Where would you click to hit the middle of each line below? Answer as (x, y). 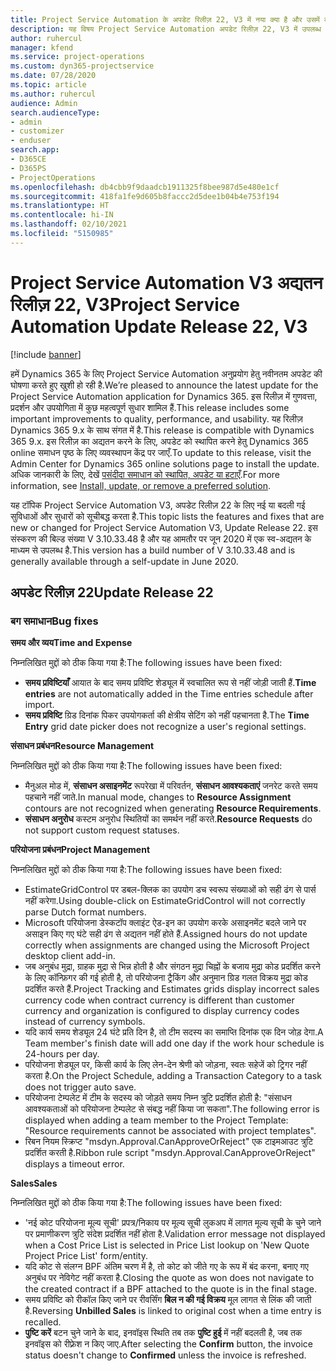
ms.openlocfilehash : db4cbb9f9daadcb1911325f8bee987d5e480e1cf (145, 187)
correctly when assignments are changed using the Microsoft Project (167, 945)
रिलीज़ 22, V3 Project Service (125, 304)
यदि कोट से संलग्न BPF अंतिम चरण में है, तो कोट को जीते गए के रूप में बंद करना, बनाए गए (166, 1267)
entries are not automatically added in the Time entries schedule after (169, 694)
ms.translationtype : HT (60, 206)
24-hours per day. (62, 1054)
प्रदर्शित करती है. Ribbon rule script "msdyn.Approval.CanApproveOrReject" (170, 1153)
